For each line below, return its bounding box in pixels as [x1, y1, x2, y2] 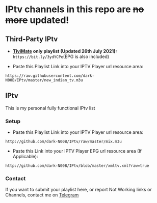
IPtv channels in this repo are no [5, 4, 144, 15]
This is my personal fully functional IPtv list [5, 105, 95, 111]
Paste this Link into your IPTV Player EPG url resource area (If [12, 148, 142, 154]
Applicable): [12, 154, 38, 160]
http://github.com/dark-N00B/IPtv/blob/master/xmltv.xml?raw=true [5, 163, 149, 168]
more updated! [5, 14, 69, 26]
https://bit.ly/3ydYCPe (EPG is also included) [12, 53, 110, 60]
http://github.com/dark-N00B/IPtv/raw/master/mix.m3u [5, 139, 122, 144]
